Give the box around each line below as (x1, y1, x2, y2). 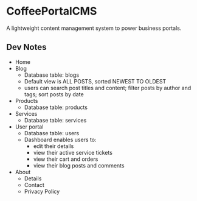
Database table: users (24, 129, 80, 136)
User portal (15, 123, 44, 130)
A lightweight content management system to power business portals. (6, 24, 182, 32)
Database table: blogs (24, 71, 80, 79)
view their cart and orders (33, 155, 98, 163)
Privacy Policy (24, 188, 60, 195)
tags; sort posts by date (24, 90, 84, 98)
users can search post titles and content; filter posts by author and (24, 84, 192, 91)
